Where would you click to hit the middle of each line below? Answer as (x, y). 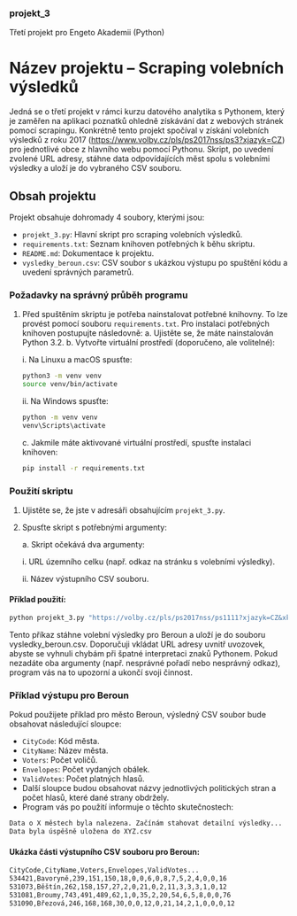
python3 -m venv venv (62, 376)
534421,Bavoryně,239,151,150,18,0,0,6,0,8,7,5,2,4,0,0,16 (118, 879)
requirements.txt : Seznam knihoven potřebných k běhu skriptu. (138, 244)
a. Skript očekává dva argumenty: (84, 545)
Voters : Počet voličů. (60, 760)
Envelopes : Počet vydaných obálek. (86, 770)
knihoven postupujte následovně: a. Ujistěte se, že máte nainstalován (148, 333)
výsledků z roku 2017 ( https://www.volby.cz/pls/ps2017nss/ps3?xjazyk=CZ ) (147, 140)
